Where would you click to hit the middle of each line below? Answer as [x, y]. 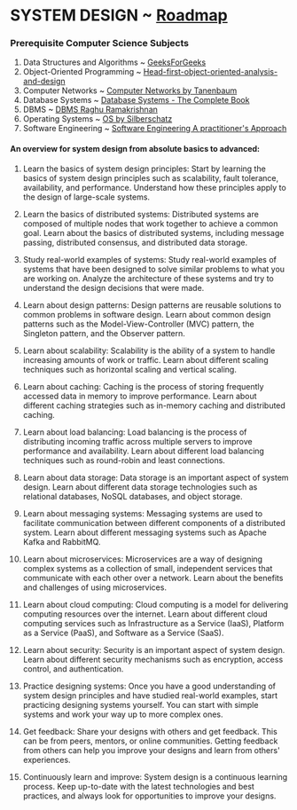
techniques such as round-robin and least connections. [124, 460]
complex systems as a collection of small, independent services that [148, 568]
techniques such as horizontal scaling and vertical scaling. [130, 369]
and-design [44, 82]
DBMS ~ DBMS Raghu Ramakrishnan [90, 110]
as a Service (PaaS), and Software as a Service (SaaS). [123, 633]
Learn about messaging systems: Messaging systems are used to [143, 513]
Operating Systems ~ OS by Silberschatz [98, 119]
